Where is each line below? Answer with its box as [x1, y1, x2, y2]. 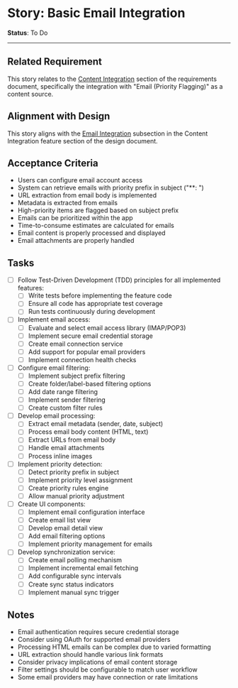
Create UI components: [17, 499, 86, 508]
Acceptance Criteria [7, 157, 98, 169]
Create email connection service [28, 339, 123, 348]
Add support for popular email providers [28, 347, 146, 356]
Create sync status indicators [28, 580, 115, 589]
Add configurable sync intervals [28, 572, 122, 580]
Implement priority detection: [17, 459, 103, 468]
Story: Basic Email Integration [7, 5, 186, 21]
